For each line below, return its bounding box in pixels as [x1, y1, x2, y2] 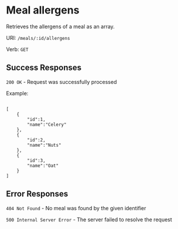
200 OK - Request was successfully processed [6, 78, 117, 85]
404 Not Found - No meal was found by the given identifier [6, 204, 146, 211]
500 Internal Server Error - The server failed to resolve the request [6, 215, 173, 223]
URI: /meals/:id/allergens [6, 34, 70, 41]
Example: [6, 89, 29, 97]
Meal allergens [6, 4, 80, 17]
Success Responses [6, 63, 82, 73]
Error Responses [6, 189, 69, 199]
